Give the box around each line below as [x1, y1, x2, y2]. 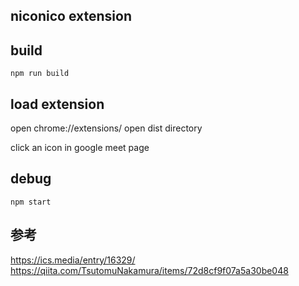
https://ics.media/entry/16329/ [10, 254, 136, 266]
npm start [10, 197, 52, 207]
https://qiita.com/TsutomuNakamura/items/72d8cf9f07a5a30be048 [10, 264, 289, 276]
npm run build [10, 69, 70, 79]
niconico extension [10, 8, 133, 25]
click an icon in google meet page [10, 142, 150, 154]
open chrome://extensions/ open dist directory [10, 122, 203, 134]
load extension [10, 95, 105, 113]
